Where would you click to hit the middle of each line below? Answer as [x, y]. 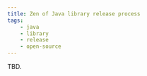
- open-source [41, 46]
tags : [15, 20]
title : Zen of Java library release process [74, 14]
